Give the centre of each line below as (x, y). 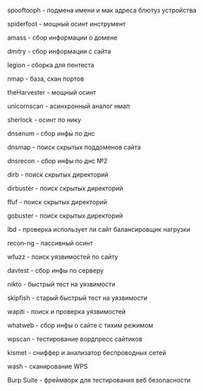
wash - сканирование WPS (48, 366)
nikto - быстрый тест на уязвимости (61, 284)
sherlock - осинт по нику (44, 120)
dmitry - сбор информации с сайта (59, 51)
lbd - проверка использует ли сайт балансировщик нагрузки (99, 229)
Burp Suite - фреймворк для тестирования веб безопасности (99, 380)
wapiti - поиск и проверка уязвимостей (67, 311)
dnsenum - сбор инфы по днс (51, 133)
